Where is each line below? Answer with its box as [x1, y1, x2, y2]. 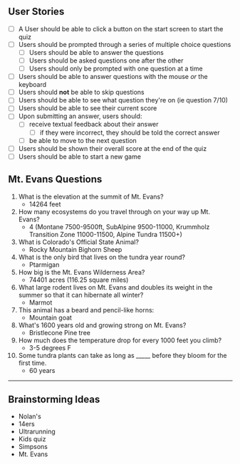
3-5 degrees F [28, 343, 72, 352]
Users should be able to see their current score [18, 104, 157, 112]
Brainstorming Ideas [8, 393, 100, 405]
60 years [28, 366, 56, 374]
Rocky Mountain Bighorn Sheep [28, 245, 122, 253]
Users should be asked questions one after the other [28, 56, 184, 65]
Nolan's [18, 412, 41, 421]
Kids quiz [18, 435, 46, 443]
